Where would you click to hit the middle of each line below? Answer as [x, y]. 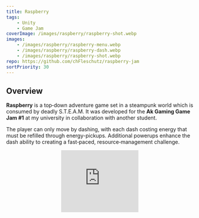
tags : [13, 17]
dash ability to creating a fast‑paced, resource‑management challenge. [93, 142]
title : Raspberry [28, 12]
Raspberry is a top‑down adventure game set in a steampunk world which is [100, 105]
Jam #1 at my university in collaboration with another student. [82, 118]
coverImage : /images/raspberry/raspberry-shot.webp [71, 34]
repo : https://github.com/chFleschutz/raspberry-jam [73, 61]
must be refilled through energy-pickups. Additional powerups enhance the [98, 136]
